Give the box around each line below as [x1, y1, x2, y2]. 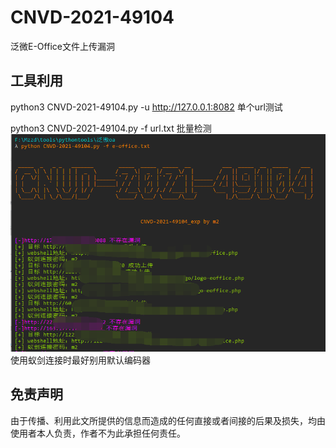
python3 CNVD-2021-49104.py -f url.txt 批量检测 [10, 122, 212, 134]
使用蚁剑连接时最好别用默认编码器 [10, 354, 151, 366]
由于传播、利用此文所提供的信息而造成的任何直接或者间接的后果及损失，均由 [10, 414, 326, 426]
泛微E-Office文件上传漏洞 [10, 40, 115, 52]
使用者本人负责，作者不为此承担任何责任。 [10, 427, 186, 439]
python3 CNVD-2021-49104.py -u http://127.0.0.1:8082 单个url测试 [10, 101, 283, 113]
